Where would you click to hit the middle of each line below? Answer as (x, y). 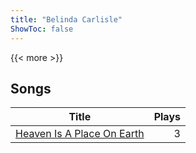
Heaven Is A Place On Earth (80, 134)
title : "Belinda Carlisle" (66, 19)
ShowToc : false (42, 29)
